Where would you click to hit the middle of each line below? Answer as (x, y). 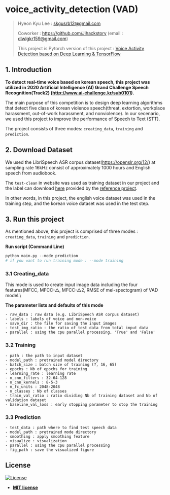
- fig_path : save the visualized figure (50, 450)
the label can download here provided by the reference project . (71, 188)
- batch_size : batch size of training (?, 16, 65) (61, 364)
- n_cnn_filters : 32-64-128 (36, 378)
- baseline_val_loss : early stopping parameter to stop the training (81, 404)
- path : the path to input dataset (44, 356)
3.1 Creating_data (27, 274)
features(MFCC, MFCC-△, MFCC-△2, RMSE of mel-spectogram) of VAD (82, 290)
